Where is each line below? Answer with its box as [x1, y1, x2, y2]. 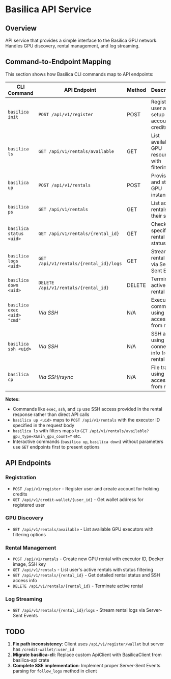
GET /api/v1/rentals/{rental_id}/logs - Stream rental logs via [12, 607, 145, 613]
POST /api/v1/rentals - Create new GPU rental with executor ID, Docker [12, 556, 164, 562]
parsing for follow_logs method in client [12, 668, 97, 674]
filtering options [12, 531, 46, 537]
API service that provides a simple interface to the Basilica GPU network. [5, 37, 158, 43]
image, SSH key [12, 561, 46, 567]
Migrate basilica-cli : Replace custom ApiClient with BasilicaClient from [12, 651, 162, 658]
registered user [12, 502, 45, 508]
